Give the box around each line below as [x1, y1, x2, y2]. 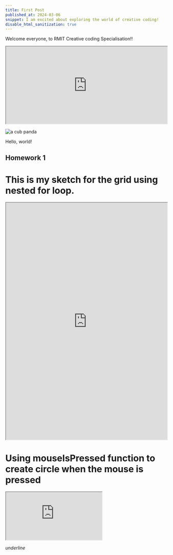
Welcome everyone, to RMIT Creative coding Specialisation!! [5, 36, 133, 42]
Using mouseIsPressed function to [5, 452, 156, 464]
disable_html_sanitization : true [5, 21, 77, 27]
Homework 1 [5, 153, 46, 162]
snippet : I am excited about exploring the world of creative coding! [5, 17, 159, 22]
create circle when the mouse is [5, 463, 144, 475]
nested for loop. [5, 184, 75, 196]
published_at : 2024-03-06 [5, 12, 60, 17]
